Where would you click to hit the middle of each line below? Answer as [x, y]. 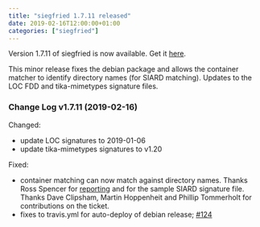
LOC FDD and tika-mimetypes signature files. [83, 86]
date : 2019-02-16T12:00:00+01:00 [64, 23]
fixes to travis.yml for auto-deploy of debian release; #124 [116, 214]
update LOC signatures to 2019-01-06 [83, 140]
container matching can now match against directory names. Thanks [134, 180]
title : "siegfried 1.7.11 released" [70, 16]
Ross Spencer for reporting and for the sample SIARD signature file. [132, 188]
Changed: [25, 125]
